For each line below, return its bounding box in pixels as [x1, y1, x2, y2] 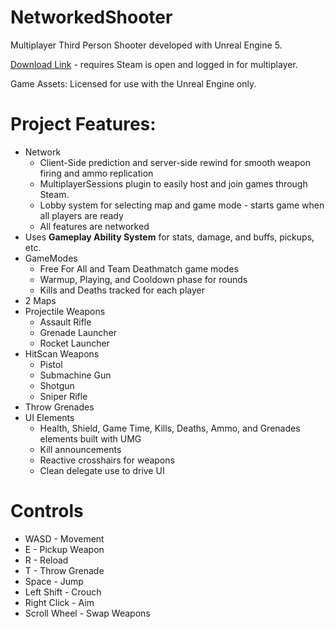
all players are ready [39, 209, 124, 221]
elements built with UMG [39, 432, 142, 445]
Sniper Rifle [39, 390, 88, 402]
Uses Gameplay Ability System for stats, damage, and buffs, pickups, [24, 231, 315, 243]
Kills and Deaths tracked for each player [39, 284, 205, 296]
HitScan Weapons [24, 347, 100, 360]
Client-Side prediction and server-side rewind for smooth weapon [39, 156, 311, 168]
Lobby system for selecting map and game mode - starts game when [39, 199, 325, 211]
